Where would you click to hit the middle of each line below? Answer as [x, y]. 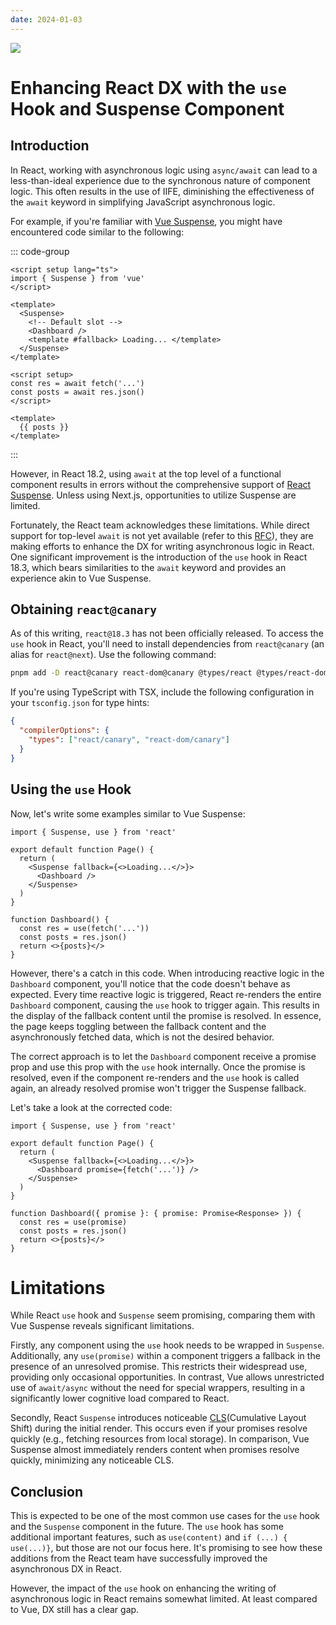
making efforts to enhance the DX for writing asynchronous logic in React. [162, 546]
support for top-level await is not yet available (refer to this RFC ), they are [162, 535]
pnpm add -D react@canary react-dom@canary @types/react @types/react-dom [169, 673]
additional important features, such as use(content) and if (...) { [149, 1537]
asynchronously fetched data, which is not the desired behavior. [142, 1037]
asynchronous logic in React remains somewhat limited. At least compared [164, 1599]
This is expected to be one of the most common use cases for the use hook [165, 1516]
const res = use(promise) [73, 1222]
